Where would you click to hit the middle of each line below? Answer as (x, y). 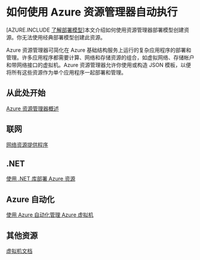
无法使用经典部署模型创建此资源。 (64, 37)
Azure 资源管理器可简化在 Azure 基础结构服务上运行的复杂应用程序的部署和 (99, 50)
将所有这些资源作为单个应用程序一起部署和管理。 (66, 72)
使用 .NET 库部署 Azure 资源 (41, 179)
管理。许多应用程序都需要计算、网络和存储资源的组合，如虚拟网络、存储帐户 (100, 57)
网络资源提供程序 (27, 144)
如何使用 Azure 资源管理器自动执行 (92, 12)
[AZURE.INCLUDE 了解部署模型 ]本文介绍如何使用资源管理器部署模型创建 (95, 30)
